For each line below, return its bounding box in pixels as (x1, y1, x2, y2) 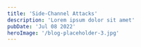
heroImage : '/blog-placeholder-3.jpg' (7, 29, 119, 37)
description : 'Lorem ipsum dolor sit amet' (7, 17, 135, 23)
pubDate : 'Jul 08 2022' (7, 23, 76, 30)
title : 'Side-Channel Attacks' (7, 10, 98, 17)
